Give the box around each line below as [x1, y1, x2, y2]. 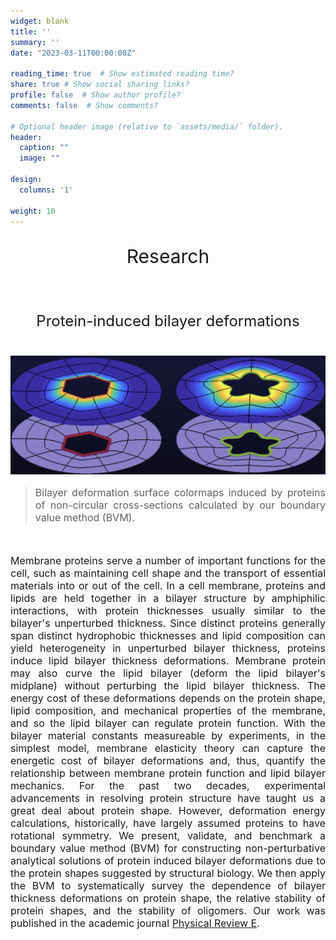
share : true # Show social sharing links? [10, 80, 190, 90]
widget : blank [10, 16, 70, 26]
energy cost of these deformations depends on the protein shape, [10, 691, 326, 705]
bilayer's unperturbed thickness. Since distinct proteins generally [10, 616, 326, 630]
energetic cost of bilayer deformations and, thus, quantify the [10, 753, 326, 767]
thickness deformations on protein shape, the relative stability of [10, 891, 326, 905]
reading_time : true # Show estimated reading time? [10, 69, 235, 79]
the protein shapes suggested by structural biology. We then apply [10, 866, 326, 880]
